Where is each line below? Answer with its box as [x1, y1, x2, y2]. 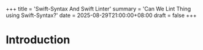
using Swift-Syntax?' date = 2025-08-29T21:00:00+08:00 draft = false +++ [6, 12, 197, 19]
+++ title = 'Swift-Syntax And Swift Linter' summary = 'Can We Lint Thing [6, 5, 191, 12]
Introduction [6, 33, 71, 47]
